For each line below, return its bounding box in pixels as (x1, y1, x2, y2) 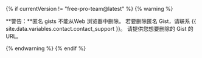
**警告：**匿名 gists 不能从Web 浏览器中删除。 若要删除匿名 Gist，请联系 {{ (5, 18, 197, 25)
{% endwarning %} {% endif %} (5, 45, 86, 52)
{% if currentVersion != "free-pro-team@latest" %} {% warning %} (5, 5, 173, 12)
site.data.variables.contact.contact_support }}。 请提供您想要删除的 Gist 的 (5, 25, 193, 32)
